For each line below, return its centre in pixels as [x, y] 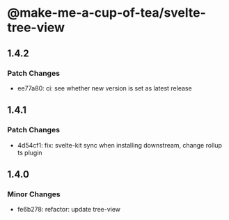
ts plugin [30, 152]
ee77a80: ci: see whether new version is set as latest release [105, 88]
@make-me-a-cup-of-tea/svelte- [107, 13]
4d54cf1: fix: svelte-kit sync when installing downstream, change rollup [120, 145]
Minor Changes [34, 194]
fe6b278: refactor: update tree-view [69, 210]
